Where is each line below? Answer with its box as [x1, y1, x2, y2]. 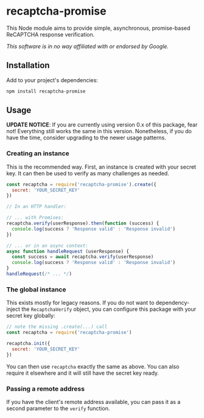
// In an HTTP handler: [6, 204, 67, 210]
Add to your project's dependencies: [6, 76, 99, 83]
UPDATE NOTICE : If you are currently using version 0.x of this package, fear [6, 121, 198, 128]
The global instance [6, 285, 66, 293]
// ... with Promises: [6, 215, 64, 221]
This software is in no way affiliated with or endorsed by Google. [6, 43, 169, 50]
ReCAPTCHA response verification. [6, 30, 95, 38]
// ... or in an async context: [6, 242, 88, 249]
